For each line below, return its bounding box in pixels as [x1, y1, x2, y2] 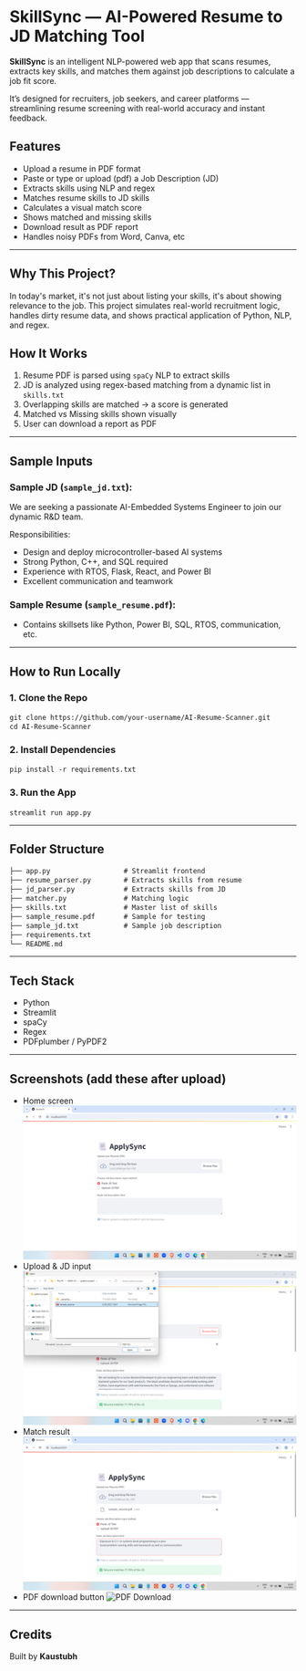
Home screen [22, 1095, 74, 1106]
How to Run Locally [9, 663, 121, 679]
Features [9, 139, 61, 154]
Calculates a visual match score [22, 202, 143, 213]
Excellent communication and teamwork [22, 576, 174, 587]
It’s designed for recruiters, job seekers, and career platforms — [9, 93, 250, 104]
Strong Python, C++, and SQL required [22, 557, 168, 568]
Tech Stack [9, 973, 75, 988]
